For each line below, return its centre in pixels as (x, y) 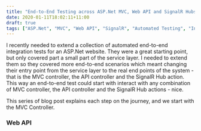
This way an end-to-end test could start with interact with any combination (98, 83)
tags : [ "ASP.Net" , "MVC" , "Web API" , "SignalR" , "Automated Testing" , (96, 28)
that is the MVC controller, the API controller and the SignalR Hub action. (95, 77)
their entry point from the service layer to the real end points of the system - (100, 71)
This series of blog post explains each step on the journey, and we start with (100, 101)
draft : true (21, 23)
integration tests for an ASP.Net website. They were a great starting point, (97, 52)
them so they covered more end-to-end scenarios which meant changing (97, 64)
